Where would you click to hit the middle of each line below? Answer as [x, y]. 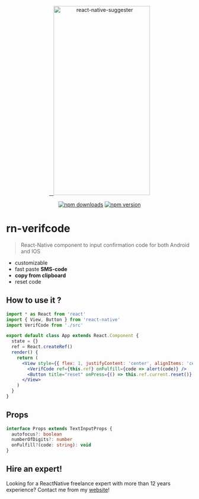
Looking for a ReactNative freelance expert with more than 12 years [88, 483]
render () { [25, 352]
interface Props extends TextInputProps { [59, 428]
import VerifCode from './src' [45, 325]
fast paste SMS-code [41, 269]
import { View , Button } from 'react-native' [63, 320]
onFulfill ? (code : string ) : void [52, 445]
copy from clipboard [40, 275]
